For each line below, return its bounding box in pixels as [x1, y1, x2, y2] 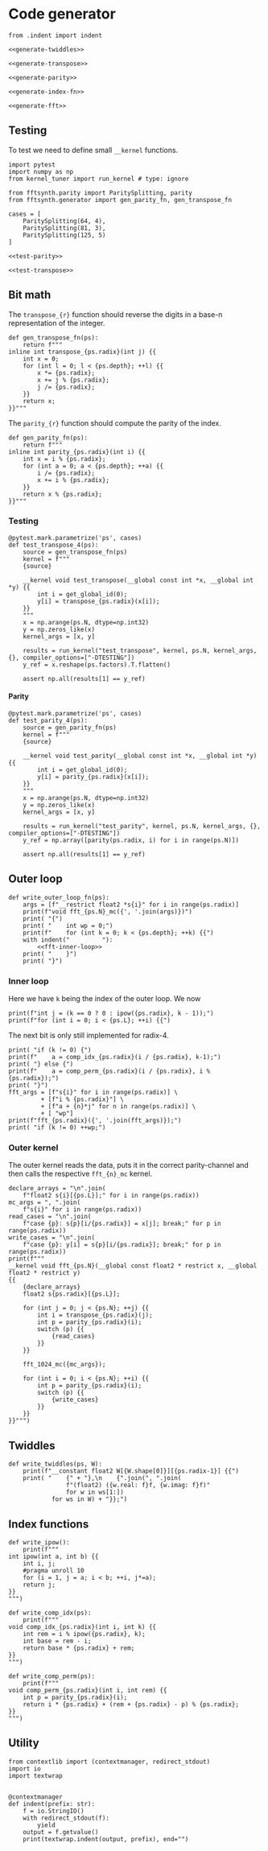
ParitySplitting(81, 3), [23, 224, 106, 232]
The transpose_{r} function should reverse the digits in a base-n [8, 309, 223, 319]
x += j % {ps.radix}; [37, 376, 110, 384]
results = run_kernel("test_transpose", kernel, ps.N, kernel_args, [23, 646, 258, 654]
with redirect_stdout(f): [23, 1814, 110, 1822]
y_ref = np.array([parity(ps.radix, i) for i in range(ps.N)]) [23, 836, 240, 845]
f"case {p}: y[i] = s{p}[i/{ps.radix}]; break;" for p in [23, 1241, 221, 1249]
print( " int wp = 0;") [23, 921, 113, 930]
